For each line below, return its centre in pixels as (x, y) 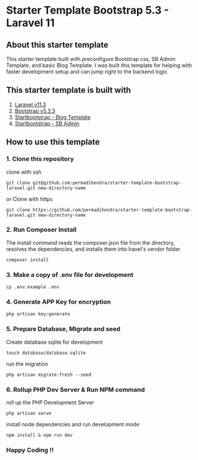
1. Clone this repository (40, 159)
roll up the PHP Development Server (50, 402)
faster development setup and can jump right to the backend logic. (87, 71)
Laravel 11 (31, 23)
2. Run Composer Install (41, 230)
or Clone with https (30, 199)
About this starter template (57, 45)
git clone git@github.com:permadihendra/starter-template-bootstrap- (94, 183)
